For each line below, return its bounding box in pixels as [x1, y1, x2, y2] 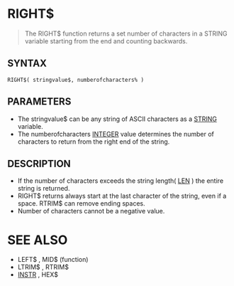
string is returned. [17, 184, 70, 193]
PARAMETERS [7, 95, 72, 108]
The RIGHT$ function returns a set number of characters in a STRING [24, 29, 228, 38]
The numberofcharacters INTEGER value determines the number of [17, 129, 214, 138]
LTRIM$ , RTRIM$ [17, 263, 69, 272]
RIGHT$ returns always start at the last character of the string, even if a [17, 191, 227, 201]
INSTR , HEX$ [17, 270, 59, 279]
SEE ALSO [7, 232, 68, 248]
